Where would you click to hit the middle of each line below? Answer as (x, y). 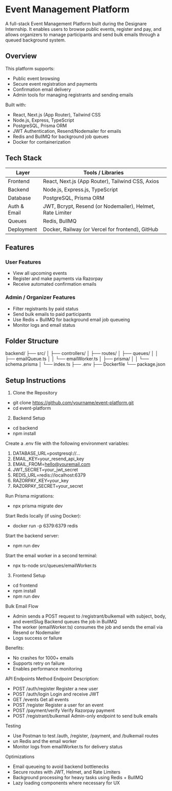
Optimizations (20, 757)
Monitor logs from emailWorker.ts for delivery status (68, 747)
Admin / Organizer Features (40, 298)
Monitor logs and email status (44, 325)
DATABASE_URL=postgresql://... (46, 453)
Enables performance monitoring (47, 669)
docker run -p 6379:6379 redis (45, 526)
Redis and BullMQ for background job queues (61, 136)
